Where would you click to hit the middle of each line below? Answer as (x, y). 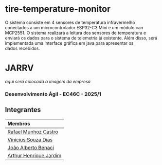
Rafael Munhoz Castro (33, 131)
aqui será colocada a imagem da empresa (48, 81)
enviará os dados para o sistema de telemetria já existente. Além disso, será (81, 38)
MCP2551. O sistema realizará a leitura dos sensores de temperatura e (76, 33)
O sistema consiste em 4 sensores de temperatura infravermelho (70, 22)
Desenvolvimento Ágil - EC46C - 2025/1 (53, 94)
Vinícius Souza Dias (30, 140)
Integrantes (23, 110)
